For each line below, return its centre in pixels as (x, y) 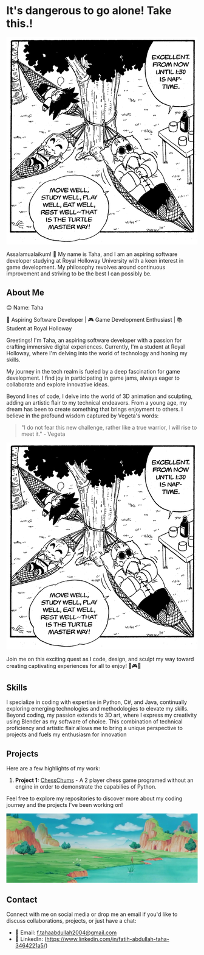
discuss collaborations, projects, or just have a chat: (71, 921)
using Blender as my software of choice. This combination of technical (95, 722)
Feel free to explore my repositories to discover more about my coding (94, 798)
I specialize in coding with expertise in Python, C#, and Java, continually (97, 702)
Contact (22, 900)
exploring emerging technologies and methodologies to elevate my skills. (98, 709)
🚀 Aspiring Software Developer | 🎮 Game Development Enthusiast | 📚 (95, 319)
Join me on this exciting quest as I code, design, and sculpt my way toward (100, 659)
